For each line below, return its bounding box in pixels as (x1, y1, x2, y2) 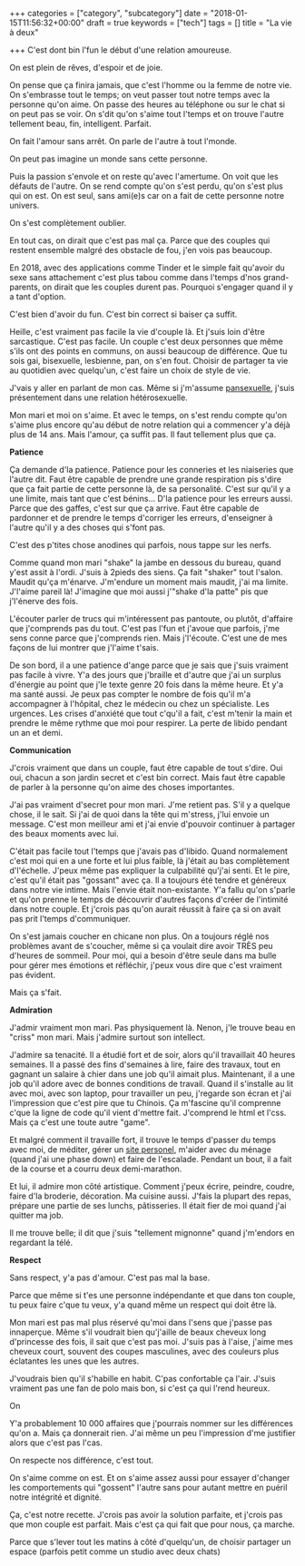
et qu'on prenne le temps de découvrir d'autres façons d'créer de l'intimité (9, 894, 289, 905)
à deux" (9, 27, 39, 37)
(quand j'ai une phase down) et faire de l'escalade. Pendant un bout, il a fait (9, 1154, 292, 1164)
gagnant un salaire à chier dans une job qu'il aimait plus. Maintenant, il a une (9, 1069, 295, 1079)
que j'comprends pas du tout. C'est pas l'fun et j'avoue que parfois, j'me (9, 623, 280, 633)
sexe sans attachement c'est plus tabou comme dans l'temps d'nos (9, 272, 261, 282)
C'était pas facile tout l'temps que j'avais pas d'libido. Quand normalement (9, 846, 289, 856)
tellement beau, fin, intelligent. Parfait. (9, 118, 152, 129)
